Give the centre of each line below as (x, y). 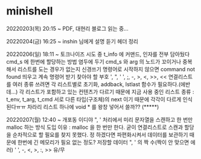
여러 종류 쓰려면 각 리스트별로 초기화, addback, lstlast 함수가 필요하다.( (97, 84)
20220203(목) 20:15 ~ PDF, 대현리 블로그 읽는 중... (67, 28)
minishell (30, 11)
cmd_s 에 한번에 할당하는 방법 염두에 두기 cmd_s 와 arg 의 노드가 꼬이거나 (94, 61)
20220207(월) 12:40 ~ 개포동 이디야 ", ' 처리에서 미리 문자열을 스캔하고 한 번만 (100, 119)
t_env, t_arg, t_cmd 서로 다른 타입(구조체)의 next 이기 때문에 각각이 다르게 (94, 99)
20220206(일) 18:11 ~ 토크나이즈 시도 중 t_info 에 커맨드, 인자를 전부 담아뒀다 (98, 54)
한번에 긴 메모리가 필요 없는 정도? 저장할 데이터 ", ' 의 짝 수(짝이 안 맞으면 (103, 142)
